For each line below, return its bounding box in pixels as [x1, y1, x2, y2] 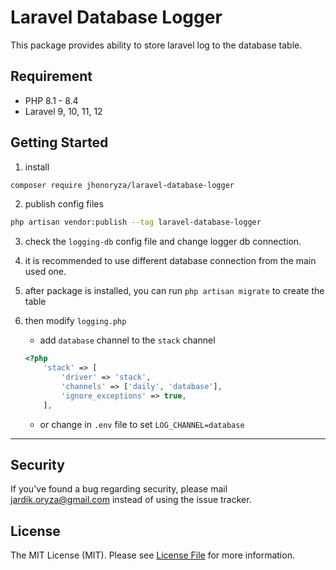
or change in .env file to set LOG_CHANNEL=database [39, 418, 245, 430]
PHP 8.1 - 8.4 [24, 94, 79, 106]
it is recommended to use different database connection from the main [24, 255, 317, 267]
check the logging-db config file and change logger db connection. [24, 236, 302, 248]
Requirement [10, 68, 93, 85]
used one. [24, 266, 67, 278]
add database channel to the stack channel [39, 334, 216, 346]
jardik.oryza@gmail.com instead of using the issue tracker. [10, 494, 252, 506]
